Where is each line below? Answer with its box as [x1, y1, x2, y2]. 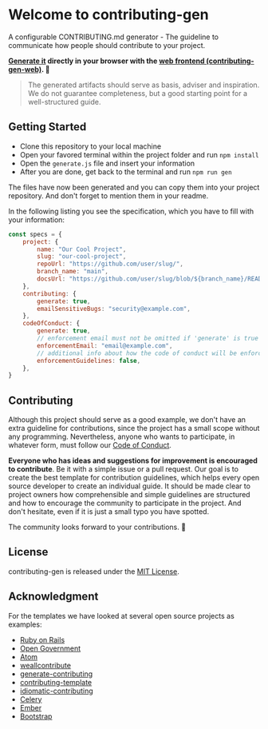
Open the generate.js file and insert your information [19, 158, 195, 168]
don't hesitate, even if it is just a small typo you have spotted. [8, 507, 210, 516]
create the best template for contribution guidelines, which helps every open [8, 473, 260, 483]
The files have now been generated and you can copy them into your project [8, 182, 260, 192]
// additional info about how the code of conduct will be [37, 349, 238, 357]
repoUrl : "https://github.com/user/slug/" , [37, 260, 183, 269]
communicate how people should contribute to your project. [8, 40, 206, 50]
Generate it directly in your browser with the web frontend [8, 56, 205, 66]
